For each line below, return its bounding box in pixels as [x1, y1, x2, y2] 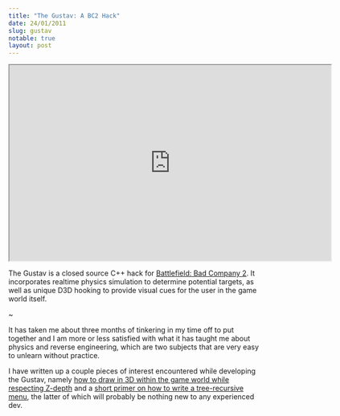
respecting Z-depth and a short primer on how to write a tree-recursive [8, 383, 244, 394]
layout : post [8, 42, 52, 50]
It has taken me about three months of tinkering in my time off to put [8, 325, 235, 335]
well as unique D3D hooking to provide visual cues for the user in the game [8, 286, 257, 296]
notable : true [8, 34, 56, 43]
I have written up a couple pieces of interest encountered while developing [8, 366, 256, 376]
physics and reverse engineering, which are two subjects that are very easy [8, 342, 260, 352]
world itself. [8, 294, 47, 304]
